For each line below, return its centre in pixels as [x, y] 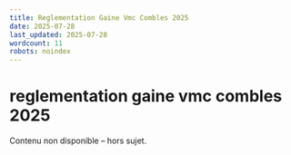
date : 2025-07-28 [42, 26]
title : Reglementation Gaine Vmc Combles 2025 [99, 18]
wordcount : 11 [36, 43]
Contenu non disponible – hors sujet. [78, 140]
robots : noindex [40, 52]
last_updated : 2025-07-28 [58, 34]
